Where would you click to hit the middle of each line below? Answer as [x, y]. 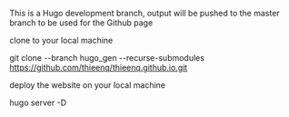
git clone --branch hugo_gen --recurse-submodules [107, 58]
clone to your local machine [61, 40]
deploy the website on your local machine [88, 85]
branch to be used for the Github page [81, 23]
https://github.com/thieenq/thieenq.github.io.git [99, 68]
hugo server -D [38, 102]
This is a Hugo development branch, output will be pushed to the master [144, 13]
